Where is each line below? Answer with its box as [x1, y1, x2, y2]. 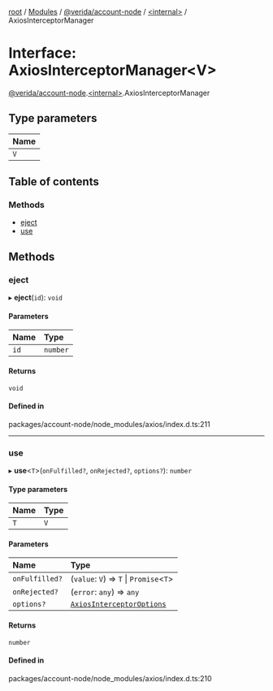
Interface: [8, 44, 77, 63]
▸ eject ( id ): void [8, 292, 63, 303]
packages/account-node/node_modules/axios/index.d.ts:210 [8, 673, 213, 683]
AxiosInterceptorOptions [70, 600, 167, 609]
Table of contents [8, 175, 99, 189]
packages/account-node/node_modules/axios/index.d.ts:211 [8, 419, 210, 429]
